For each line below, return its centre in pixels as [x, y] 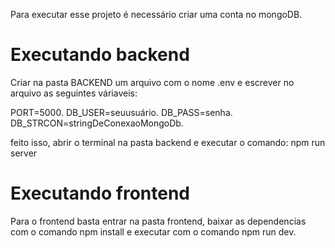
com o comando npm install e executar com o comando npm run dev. [153, 231]
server [24, 153]
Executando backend [100, 55]
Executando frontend [100, 193]
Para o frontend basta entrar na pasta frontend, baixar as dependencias [158, 221]
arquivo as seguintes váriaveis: [74, 93]
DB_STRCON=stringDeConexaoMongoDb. [97, 123]
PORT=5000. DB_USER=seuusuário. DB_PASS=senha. [121, 112]
